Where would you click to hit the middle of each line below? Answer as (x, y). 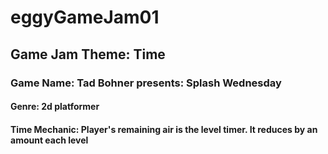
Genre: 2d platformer (55, 107)
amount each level (49, 140)
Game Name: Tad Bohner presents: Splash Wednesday (146, 83)
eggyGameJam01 (85, 17)
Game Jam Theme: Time (88, 54)
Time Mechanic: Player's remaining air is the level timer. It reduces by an (164, 129)
